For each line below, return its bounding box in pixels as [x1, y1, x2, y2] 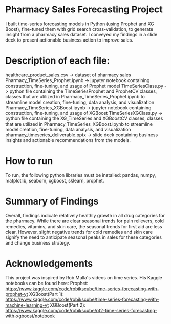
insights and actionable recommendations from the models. [5, 137, 131, 143]
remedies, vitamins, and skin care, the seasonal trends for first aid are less [5, 223, 162, 229]
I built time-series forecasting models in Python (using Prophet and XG [5, 21, 155, 27]
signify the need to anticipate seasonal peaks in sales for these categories [5, 234, 162, 240]
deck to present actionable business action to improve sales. [5, 37, 133, 43]
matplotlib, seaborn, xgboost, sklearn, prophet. [5, 177, 104, 184]
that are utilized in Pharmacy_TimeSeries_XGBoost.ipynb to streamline [5, 120, 153, 127]
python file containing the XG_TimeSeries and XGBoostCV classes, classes [5, 115, 163, 121]
